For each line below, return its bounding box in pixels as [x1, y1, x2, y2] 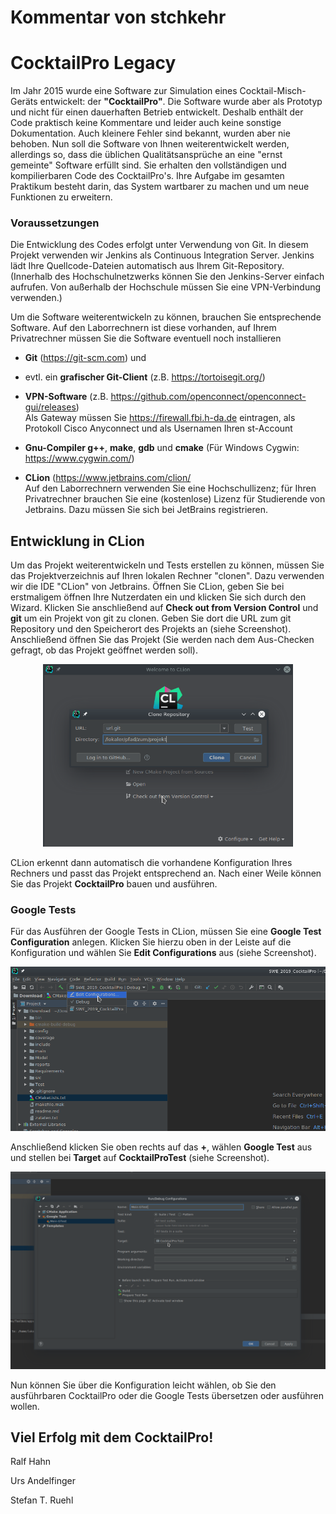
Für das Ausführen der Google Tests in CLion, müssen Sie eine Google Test [10, 926, 322, 938]
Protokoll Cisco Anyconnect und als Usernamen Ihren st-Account [24, 422, 293, 435]
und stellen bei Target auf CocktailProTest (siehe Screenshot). [10, 1151, 270, 1163]
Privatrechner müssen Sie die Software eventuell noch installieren [10, 332, 282, 345]
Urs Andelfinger [10, 1475, 76, 1487]
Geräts [10, 96, 38, 108]
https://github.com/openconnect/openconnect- [110, 391, 307, 403]
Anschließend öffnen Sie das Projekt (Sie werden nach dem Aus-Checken [10, 634, 315, 646]
